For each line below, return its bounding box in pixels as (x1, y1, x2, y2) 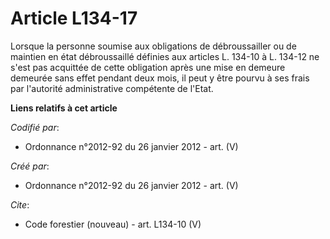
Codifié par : (10, 121, 60, 133)
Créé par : (10, 160, 50, 172)
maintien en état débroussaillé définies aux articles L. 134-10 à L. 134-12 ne (10, 50, 320, 62)
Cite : (10, 198, 30, 211)
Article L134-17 (10, 7, 138, 30)
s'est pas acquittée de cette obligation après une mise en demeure (10, 61, 286, 73)
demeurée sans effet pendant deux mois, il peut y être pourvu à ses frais (10, 72, 310, 84)
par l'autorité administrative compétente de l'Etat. (10, 82, 214, 94)
